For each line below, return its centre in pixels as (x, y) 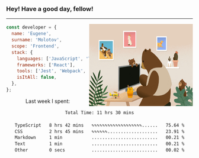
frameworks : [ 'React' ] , (46, 65)
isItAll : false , (37, 78)
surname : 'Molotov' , (37, 40)
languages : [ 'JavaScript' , (50, 59)
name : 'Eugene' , (31, 34)
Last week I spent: (48, 101)
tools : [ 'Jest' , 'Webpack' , (51, 71)
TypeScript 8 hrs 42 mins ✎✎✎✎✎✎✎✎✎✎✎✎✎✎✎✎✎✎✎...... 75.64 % (99, 125)
